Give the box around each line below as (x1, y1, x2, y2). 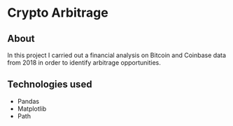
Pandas (17, 97, 40, 105)
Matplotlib (17, 104, 47, 113)
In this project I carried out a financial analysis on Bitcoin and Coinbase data (7, 51, 226, 59)
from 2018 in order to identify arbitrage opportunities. (7, 58, 161, 67)
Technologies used (7, 79, 92, 90)
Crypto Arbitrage (7, 5, 108, 21)
